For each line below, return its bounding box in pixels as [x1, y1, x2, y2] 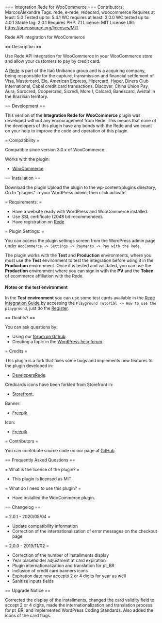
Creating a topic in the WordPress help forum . [12, 339, 104, 345]
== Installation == [5, 175, 41, 181]
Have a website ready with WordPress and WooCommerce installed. [12, 209, 148, 214]
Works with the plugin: [5, 156, 50, 162]
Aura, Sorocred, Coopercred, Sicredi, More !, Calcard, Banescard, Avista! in [5, 89, 155, 94]
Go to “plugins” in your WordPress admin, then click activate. [5, 190, 127, 195]
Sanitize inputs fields [12, 578, 54, 584]
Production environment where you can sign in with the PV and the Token [5, 268, 154, 274]
